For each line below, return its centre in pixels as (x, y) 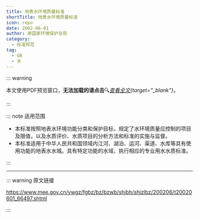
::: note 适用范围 (26, 116)
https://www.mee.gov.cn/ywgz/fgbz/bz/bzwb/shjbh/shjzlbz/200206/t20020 (99, 192)
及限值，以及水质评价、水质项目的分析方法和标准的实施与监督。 (92, 136)
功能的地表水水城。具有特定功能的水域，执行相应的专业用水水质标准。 (105, 151)
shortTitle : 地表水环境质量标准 (42, 17)
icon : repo (20, 22)
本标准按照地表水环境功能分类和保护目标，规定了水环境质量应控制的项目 (103, 128)
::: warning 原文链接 (30, 180)
